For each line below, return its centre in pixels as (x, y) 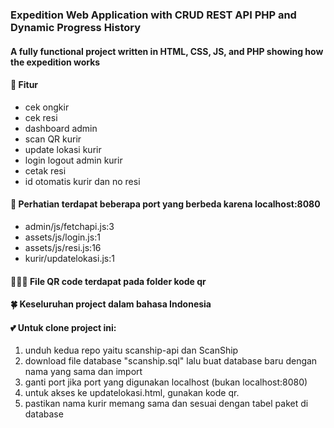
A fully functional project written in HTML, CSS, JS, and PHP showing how (167, 51)
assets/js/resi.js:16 (63, 247)
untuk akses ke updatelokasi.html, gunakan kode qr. (132, 393)
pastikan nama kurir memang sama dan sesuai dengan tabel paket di (166, 404)
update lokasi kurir (63, 149)
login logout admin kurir (73, 160)
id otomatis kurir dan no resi (82, 181)
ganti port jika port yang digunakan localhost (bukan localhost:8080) (166, 382)
